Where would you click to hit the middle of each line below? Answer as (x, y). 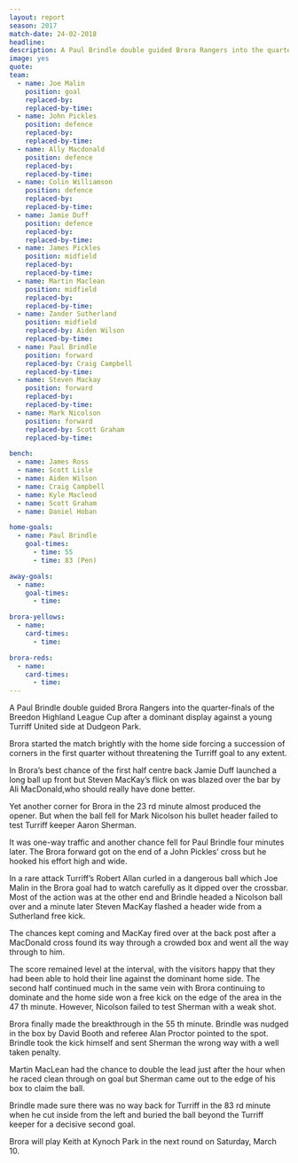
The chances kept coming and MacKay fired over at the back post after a (143, 933)
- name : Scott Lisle (55, 471)
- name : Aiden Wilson (57, 479)
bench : (21, 454)
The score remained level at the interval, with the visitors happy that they (142, 969)
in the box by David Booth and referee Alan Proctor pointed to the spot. (139, 1034)
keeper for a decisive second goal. (72, 1124)
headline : (27, 42)
